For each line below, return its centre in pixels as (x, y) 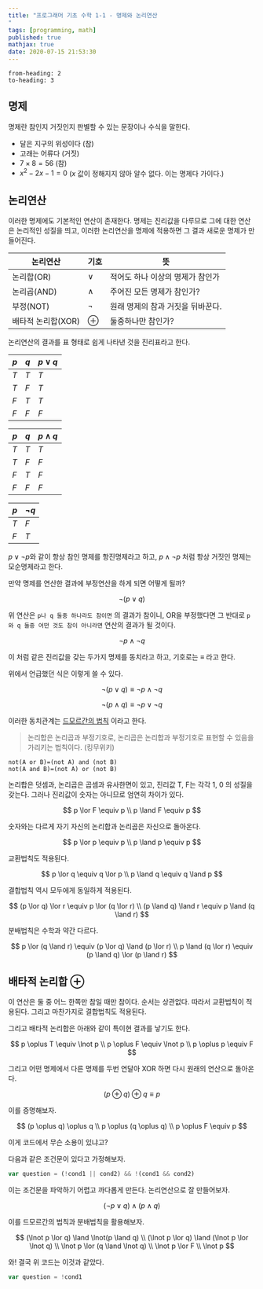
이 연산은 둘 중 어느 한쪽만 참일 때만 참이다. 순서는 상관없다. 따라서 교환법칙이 (126, 1002)
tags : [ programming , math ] (52, 30)
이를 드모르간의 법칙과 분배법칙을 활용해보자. (77, 1221)
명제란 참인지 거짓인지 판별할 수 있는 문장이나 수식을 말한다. (99, 127)
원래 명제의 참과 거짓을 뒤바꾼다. (166, 307)
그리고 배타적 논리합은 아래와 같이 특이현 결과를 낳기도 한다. (99, 1028)
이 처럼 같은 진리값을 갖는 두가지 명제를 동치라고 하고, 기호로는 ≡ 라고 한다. (122, 657)
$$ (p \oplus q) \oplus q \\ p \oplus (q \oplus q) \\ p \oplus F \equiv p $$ (132, 1126)
